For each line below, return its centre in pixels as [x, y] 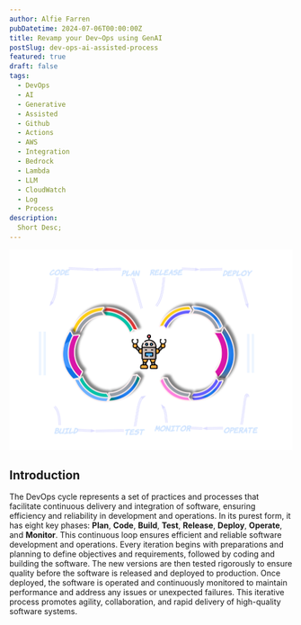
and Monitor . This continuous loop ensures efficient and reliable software [146, 535]
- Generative [42, 104]
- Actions [35, 133]
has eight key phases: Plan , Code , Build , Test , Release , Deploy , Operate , [146, 525]
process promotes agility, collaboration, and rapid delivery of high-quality [145, 602]
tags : [19, 76]
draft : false [34, 67]
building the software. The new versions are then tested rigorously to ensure [151, 564]
